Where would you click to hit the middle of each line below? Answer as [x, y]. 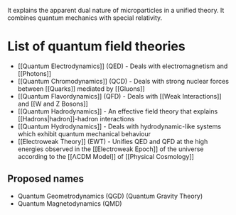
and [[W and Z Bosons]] [53, 104]
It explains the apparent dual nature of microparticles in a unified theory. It [116, 10]
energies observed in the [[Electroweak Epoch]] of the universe [111, 149]
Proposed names [45, 179]
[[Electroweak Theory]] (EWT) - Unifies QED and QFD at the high [113, 141]
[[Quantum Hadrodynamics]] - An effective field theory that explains [118, 111]
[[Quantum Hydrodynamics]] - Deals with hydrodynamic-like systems [119, 126]
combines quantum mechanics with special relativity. [85, 18]
